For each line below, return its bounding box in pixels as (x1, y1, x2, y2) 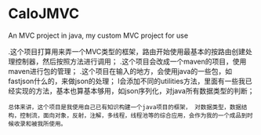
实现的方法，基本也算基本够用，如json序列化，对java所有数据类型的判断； (14, 86, 255, 95)
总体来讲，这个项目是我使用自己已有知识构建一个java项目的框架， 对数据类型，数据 (8, 103, 241, 111)
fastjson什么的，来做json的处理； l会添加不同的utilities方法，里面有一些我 (8, 76, 245, 86)
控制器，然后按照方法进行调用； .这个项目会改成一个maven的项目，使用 (14, 57, 247, 66)
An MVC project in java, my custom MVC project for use (8, 31, 189, 40)
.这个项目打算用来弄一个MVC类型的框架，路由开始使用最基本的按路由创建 (8, 46, 246, 56)
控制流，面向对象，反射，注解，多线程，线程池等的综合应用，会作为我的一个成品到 (19, 111, 248, 119)
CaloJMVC (8, 5, 80, 23)
